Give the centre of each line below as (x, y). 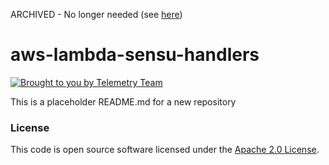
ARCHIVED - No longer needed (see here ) (96, 14)
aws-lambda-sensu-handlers (135, 55)
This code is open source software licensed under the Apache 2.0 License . (165, 150)
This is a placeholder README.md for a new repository (123, 101)
